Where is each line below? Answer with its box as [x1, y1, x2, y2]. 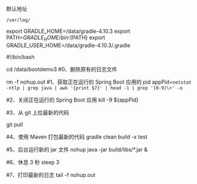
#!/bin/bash [6, 53, 35, 60]
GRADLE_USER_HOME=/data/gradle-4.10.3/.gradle [6, 41, 131, 49]
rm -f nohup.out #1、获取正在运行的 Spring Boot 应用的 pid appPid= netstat [6, 78, 192, 85]
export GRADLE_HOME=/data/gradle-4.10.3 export [6, 27, 130, 35]
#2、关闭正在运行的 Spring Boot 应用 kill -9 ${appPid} [6, 96, 139, 103]
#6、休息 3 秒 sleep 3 [6, 158, 60, 165]
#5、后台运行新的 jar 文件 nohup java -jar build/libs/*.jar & [6, 146, 148, 153]
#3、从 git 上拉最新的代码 [6, 109, 69, 116]
